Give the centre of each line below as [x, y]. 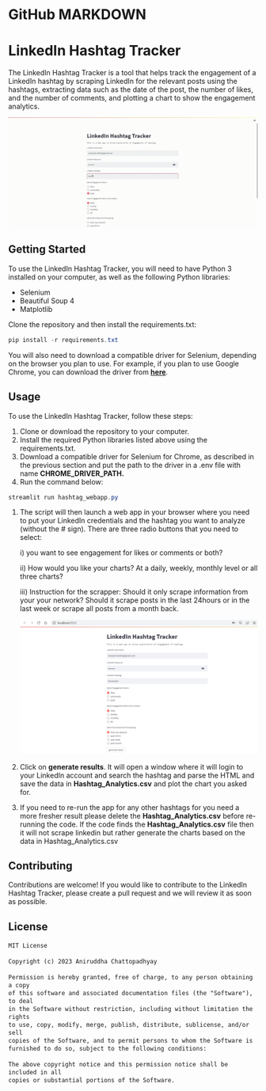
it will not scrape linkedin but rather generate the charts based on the [132, 832]
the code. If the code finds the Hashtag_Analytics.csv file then [151, 824]
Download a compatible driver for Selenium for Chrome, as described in [137, 456]
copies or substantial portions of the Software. [92, 1081]
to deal [21, 1002]
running [32, 824]
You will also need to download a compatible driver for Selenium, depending [133, 355]
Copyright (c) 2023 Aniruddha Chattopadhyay [83, 962]
